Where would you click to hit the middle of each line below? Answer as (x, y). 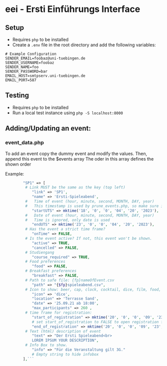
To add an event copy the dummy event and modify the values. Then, (76, 154)
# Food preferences (45, 262)
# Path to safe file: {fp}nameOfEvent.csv (70, 280)
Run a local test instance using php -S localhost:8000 (68, 113)
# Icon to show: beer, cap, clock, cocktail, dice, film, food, (93, 289)
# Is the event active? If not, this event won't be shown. (89, 238)
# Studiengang (40, 252)
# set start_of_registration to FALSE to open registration (95, 322)
